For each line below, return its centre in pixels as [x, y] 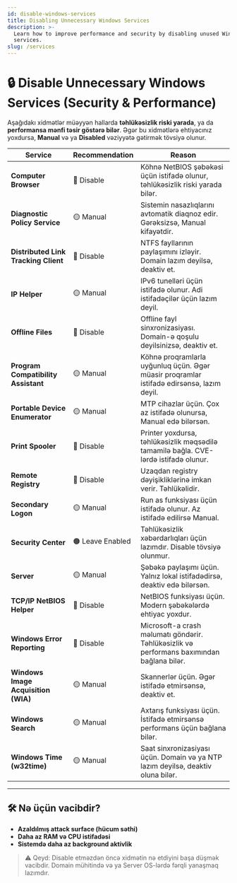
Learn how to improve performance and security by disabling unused [116, 34]
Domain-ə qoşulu [170, 337]
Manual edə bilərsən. [175, 421]
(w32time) [29, 766]
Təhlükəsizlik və [167, 643]
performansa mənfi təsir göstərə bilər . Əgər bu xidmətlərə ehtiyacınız [110, 130]
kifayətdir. [157, 231]
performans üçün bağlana [183, 727]
